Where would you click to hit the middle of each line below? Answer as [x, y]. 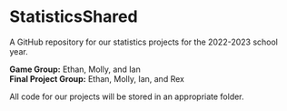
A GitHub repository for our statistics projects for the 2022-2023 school [144, 42]
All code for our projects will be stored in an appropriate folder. [127, 96]
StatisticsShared [74, 17]
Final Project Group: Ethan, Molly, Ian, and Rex [97, 78]
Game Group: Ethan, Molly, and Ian [75, 69]
